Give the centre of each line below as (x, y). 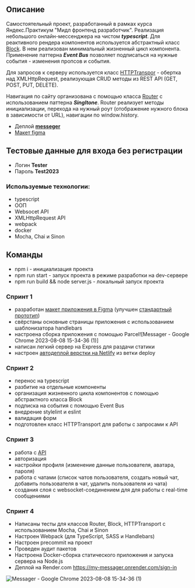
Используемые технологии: (48, 186)
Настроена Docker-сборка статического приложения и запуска (94, 555)
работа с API (30, 452)
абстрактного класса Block (48, 399)
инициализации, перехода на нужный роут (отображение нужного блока (97, 108)
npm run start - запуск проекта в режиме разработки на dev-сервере (101, 275)
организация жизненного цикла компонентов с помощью (86, 393)
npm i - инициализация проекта (54, 269)
